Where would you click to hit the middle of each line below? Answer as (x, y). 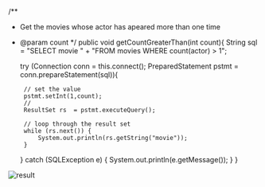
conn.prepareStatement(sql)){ (69, 74)
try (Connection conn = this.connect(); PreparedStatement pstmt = (129, 66)
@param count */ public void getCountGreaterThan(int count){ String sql (138, 42)
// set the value (52, 89)
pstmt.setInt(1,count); (63, 96)
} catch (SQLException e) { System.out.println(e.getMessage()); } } (129, 160)
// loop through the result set (77, 124)
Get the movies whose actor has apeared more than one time (120, 27)
